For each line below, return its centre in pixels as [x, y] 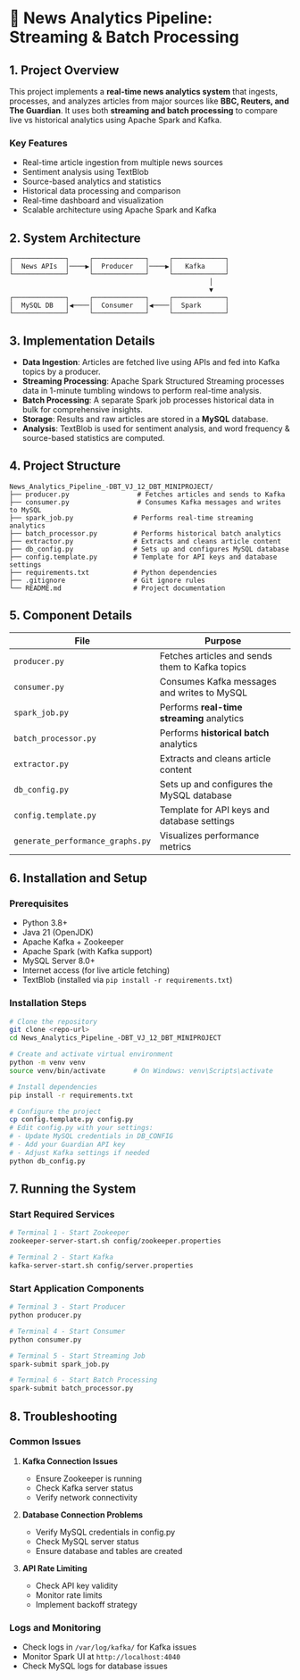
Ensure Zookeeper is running [89, 1478]
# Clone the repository [54, 1021]
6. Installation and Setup [78, 878]
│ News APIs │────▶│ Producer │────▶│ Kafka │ [119, 267]
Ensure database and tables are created [109, 1551]
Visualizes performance [209, 836]
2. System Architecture [75, 238]
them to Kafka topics [203, 667]
